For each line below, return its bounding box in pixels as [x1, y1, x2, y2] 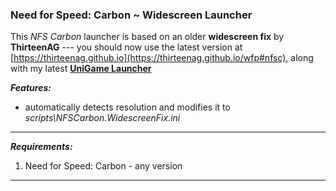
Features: [10, 82, 52, 94]
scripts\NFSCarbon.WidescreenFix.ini [24, 112, 181, 124]
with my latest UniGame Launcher [10, 63, 152, 75]
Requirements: [10, 141, 73, 153]
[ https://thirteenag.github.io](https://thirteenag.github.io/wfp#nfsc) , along [10, 52, 314, 64]
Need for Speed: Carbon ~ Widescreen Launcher [10, 8, 253, 22]
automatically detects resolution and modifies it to [24, 101, 231, 113]
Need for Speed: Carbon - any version [24, 160, 183, 172]
